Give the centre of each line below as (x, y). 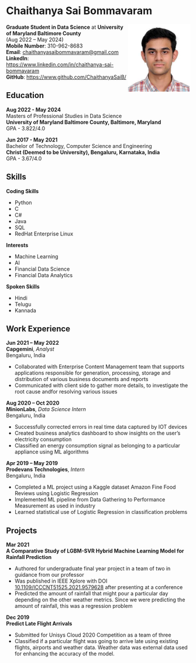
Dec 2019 (18, 617)
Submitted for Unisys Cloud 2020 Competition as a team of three (93, 635)
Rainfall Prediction (29, 557)
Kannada (25, 310)
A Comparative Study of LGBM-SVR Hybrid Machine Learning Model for (95, 551)
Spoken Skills (23, 287)
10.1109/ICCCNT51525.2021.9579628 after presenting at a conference (99, 587)
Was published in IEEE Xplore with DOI (61, 581)
